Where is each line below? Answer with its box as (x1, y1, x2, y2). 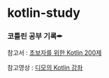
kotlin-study (7, 5, 80, 21)
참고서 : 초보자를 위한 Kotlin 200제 (7, 48, 102, 57)
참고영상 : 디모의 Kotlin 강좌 (7, 63, 83, 72)
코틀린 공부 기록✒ (7, 32, 63, 41)
